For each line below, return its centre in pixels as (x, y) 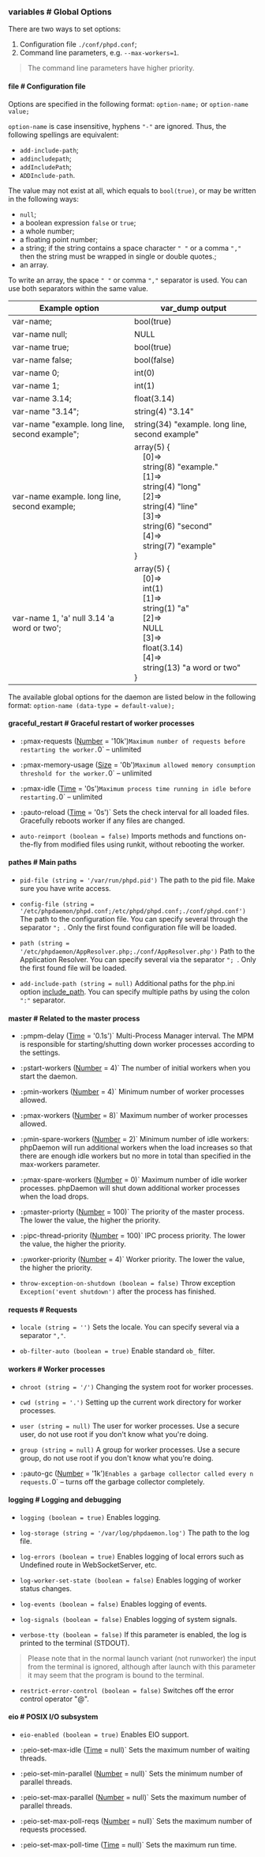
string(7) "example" (179, 546)
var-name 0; (36, 373)
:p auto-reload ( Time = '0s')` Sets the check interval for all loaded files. (134, 812)
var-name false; (42, 360)
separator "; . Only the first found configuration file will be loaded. (128, 927)
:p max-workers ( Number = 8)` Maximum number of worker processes (134, 1116)
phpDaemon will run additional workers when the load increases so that (136, 1148)
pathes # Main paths (43, 862)
